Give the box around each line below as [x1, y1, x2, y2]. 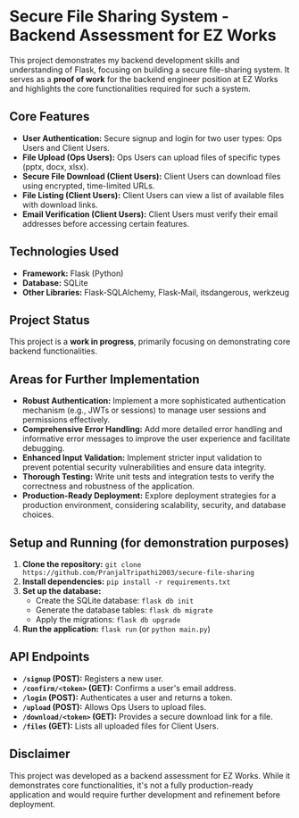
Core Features [9, 109, 90, 124]
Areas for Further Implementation [9, 371, 200, 387]
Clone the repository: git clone [21, 559, 142, 569]
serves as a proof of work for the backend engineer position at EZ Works [9, 73, 278, 84]
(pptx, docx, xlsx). [21, 161, 89, 171]
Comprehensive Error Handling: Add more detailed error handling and [21, 424, 283, 435]
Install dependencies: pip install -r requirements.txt [21, 576, 231, 587]
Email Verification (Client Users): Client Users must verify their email [21, 208, 278, 220]
